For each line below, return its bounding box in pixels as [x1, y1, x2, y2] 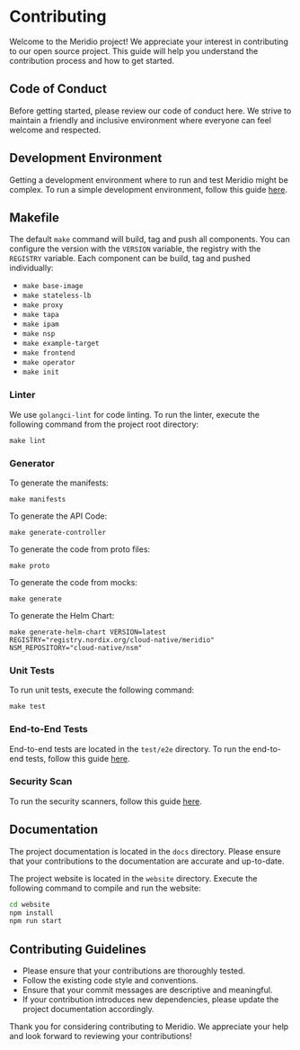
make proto [9, 561, 50, 570]
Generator [9, 457, 56, 469]
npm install [9, 908, 54, 918]
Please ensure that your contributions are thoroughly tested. [22, 965, 245, 976]
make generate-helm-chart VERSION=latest [9, 628, 167, 637]
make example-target [22, 339, 100, 348]
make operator [22, 358, 75, 367]
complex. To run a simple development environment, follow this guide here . [9, 184, 287, 195]
